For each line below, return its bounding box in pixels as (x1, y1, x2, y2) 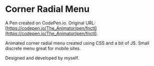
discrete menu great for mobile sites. (5, 45, 81, 51)
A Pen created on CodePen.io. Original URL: (5, 20, 96, 26)
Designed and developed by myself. (5, 55, 79, 61)
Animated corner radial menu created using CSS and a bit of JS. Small (5, 40, 149, 46)
